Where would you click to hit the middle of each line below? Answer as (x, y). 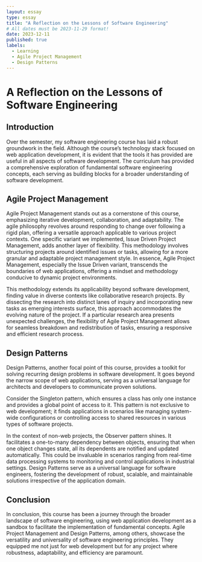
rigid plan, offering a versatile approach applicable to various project (91, 233)
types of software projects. (40, 424)
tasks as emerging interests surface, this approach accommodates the (94, 309)
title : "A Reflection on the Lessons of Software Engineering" (87, 23)
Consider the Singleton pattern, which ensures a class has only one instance (101, 399)
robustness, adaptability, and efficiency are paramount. (75, 552)
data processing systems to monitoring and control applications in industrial (100, 461)
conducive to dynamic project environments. (62, 277)
